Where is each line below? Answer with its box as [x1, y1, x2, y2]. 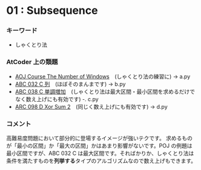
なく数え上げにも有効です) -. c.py [15, 95, 99, 103]
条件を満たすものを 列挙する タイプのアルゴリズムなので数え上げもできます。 [6, 157, 197, 165]
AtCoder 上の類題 [6, 58, 58, 67]
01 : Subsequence [6, 4, 98, 18]
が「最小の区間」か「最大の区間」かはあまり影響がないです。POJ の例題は [6, 142, 193, 149]
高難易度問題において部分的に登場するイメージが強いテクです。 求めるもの [6, 134, 193, 142]
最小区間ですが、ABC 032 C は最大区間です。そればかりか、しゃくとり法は [6, 149, 194, 157]
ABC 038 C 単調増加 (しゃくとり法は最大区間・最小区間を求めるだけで [15, 88, 196, 95]
